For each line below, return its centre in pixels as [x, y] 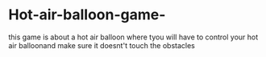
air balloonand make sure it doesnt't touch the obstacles [102, 45]
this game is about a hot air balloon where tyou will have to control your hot [133, 37]
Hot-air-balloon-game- [87, 15]
